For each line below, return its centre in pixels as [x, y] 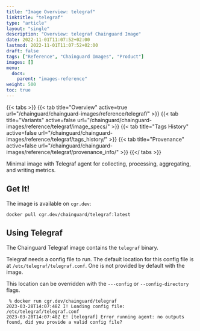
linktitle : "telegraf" [35, 17]
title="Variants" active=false [41, 120]
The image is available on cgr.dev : [49, 203]
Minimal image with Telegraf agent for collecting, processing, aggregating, [99, 164]
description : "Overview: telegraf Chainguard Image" [74, 34]
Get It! [18, 189]
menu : [13, 68]
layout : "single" [28, 29]
